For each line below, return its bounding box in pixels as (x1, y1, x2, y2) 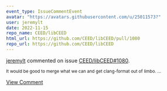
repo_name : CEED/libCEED (6, 30, 67, 36)
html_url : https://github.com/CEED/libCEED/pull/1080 (6, 36, 141, 41)
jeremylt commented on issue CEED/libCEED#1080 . (6, 57, 130, 64)
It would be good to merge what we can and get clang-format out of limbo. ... (6, 68, 161, 74)
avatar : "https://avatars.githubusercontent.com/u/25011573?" (6, 14, 161, 20)
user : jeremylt (6, 19, 43, 25)
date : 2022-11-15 (6, 24, 49, 31)
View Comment (6, 78, 43, 85)
